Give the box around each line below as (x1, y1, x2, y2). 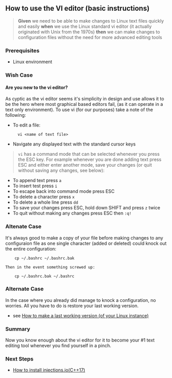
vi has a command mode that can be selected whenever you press (17, 151, 160, 157)
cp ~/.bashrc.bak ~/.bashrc (14, 274, 74, 279)
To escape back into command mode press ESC (12, 188, 114, 194)
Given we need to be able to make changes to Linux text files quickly (17, 17, 164, 24)
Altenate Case (5, 223, 42, 230)
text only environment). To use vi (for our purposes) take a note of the (5, 106, 153, 113)
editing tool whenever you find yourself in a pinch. (5, 343, 111, 349)
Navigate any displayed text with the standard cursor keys (12, 141, 136, 147)
